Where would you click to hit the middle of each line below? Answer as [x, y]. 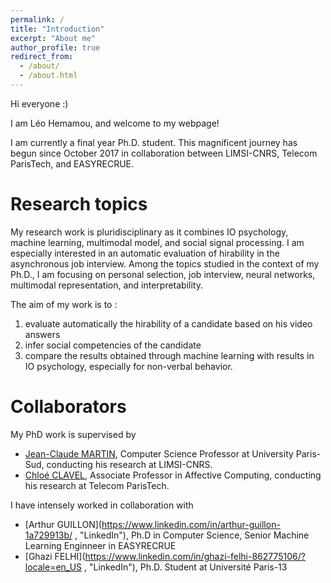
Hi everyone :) [39, 103]
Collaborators [68, 407]
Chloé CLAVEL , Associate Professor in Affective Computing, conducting [173, 475]
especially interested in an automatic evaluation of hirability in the [145, 253]
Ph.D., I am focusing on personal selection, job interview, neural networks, [163, 274]
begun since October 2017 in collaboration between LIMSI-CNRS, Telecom [164, 153]
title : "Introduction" [57, 29]
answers [42, 334]
